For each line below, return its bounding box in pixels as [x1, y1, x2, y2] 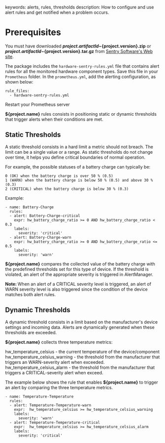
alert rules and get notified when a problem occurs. [5, 9, 109, 15]
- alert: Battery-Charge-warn [9, 235, 71, 240]
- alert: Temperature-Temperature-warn [9, 402, 92, 407]
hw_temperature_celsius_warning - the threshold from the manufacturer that [5, 354, 160, 360]
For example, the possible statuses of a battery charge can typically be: [5, 164, 151, 170]
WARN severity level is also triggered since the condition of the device [5, 286, 148, 292]
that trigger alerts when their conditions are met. [5, 116, 103, 122]
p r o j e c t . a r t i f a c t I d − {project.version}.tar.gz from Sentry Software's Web [5, 48, 153, 54]
